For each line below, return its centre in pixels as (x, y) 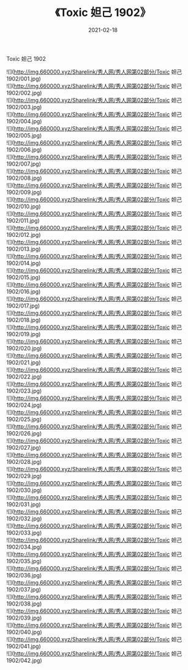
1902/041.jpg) (24, 646)
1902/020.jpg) (24, 348)
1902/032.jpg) (24, 518)
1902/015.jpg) (24, 277)
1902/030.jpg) (24, 490)
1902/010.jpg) (24, 206)
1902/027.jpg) (24, 447)
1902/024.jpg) (24, 405)
